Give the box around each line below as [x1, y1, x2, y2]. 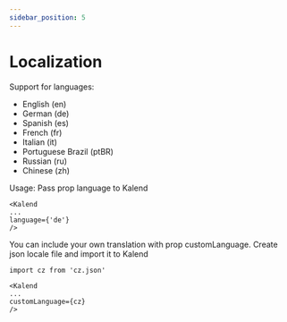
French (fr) [21, 127, 63, 138]
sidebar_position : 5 [9, 13, 87, 22]
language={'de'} [9, 216, 70, 225]
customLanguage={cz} [9, 297, 87, 306]
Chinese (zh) [21, 165, 70, 175]
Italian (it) [21, 136, 58, 148]
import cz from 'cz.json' [9, 266, 106, 275]
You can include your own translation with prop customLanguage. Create [9, 239, 279, 250]
